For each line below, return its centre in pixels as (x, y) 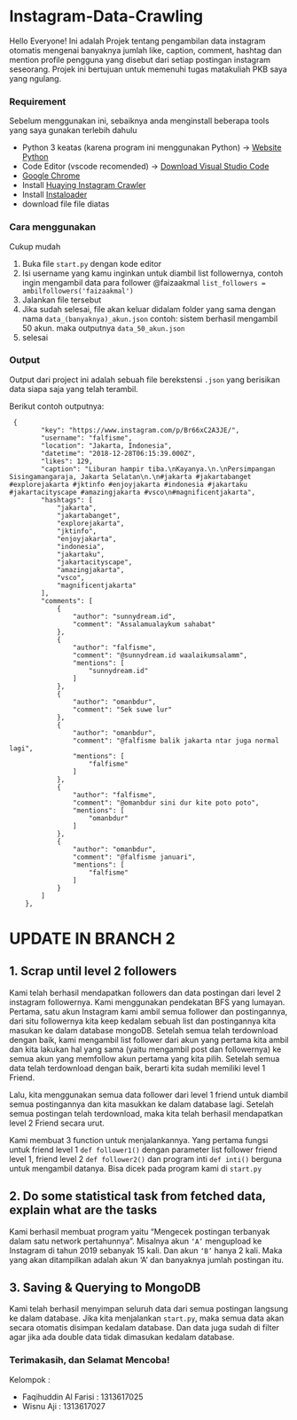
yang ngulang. (35, 78)
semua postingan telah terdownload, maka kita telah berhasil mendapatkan (146, 1113)
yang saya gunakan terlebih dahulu (73, 130)
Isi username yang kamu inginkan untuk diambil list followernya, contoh (152, 273)
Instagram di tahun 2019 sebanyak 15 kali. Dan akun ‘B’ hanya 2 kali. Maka (146, 1250)
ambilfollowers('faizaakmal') (78, 291)
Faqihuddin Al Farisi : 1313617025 (82, 1396)
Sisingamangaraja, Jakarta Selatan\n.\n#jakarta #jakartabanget (130, 476)
